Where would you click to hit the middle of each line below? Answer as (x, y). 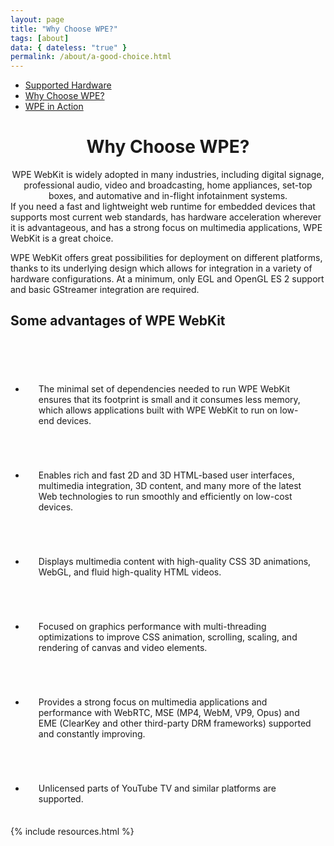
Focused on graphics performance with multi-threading (152, 626)
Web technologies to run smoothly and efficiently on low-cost (165, 496)
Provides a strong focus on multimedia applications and (153, 702)
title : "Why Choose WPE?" (64, 29)
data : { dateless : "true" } (69, 47)
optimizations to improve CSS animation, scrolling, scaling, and (168, 637)
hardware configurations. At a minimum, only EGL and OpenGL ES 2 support (167, 279)
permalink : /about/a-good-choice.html (91, 57)
